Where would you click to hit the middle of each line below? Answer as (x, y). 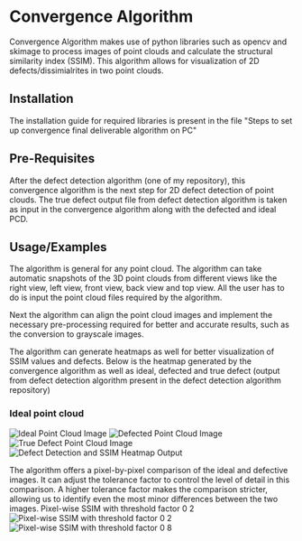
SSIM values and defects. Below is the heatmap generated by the (131, 361)
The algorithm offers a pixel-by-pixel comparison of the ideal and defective (149, 470)
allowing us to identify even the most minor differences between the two (144, 499)
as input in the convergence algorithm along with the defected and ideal (143, 209)
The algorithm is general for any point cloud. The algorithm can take (136, 269)
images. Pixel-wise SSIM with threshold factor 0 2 (102, 508)
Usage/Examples (58, 247)
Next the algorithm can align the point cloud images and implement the (141, 315)
